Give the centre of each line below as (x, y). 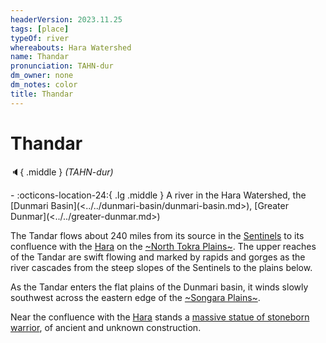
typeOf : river (40, 38)
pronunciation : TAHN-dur (62, 66)
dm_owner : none (42, 76)
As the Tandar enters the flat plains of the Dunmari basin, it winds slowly (159, 287)
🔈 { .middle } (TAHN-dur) (62, 172)
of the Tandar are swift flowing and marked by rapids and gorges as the (158, 257)
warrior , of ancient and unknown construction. (106, 327)
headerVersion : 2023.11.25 (66, 19)
